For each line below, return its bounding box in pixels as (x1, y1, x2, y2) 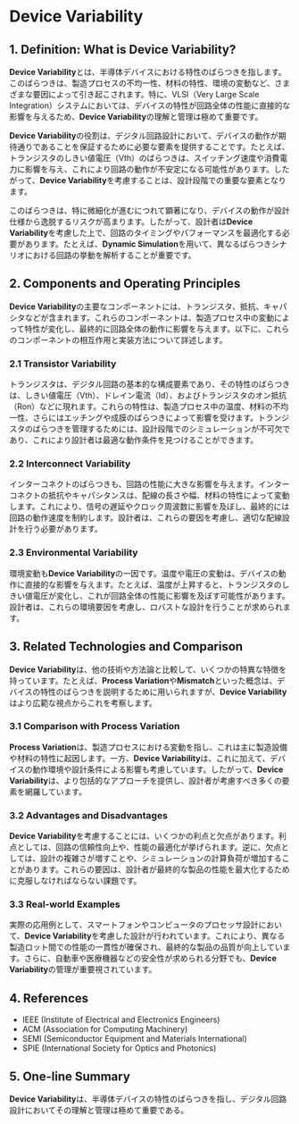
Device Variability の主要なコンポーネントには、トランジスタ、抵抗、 (9, 301, 264, 312)
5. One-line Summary (9, 1069, 131, 1084)
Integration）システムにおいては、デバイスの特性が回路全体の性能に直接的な (9, 100, 291, 111)
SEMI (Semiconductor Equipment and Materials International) (21, 1034, 247, 1044)
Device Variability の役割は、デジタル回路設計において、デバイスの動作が (9, 130, 278, 140)
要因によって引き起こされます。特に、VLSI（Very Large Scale (32, 89, 260, 99)
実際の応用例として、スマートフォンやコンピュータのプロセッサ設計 (9, 919, 259, 930)
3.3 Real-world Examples (9, 898, 120, 910)
